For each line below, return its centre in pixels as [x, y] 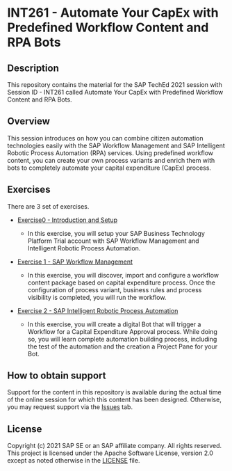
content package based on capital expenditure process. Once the [121, 282]
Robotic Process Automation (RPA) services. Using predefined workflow [110, 153]
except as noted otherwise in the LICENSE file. [74, 461]
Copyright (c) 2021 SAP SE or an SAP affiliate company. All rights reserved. [115, 446]
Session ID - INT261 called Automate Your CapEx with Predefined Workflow [115, 92]
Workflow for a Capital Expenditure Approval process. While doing [122, 331]
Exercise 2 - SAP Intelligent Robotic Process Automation [98, 310]
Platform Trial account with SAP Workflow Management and [113, 241]
